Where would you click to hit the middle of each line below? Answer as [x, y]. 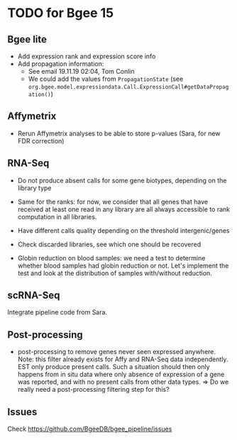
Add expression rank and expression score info [87, 56]
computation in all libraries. [57, 216]
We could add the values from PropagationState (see [106, 79]
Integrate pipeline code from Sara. [57, 312]
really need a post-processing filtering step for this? [93, 390]
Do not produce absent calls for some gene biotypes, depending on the [122, 180]
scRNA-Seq [34, 296]
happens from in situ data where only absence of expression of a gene [121, 375]
